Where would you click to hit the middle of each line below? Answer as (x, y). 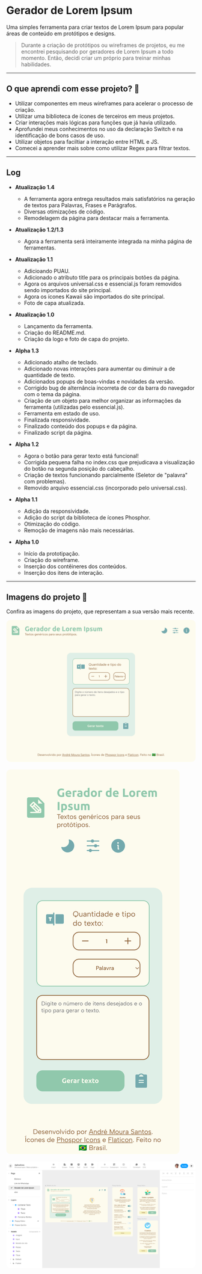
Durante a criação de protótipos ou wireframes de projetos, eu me (103, 45)
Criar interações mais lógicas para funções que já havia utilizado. (96, 122)
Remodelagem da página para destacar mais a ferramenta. (97, 218)
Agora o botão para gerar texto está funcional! (81, 456)
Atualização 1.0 (35, 314)
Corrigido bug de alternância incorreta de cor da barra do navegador (109, 388)
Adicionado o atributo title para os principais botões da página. (102, 277)
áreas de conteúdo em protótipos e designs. (61, 33)
